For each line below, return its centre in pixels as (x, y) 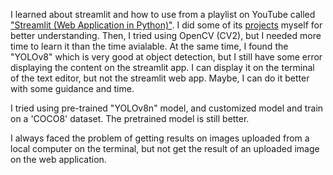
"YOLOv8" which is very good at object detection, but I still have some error (166, 57)
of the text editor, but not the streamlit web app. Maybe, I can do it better (160, 78)
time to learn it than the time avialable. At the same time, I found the (149, 46)
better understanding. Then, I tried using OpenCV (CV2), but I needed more (166, 35)
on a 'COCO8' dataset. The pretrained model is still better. (130, 118)
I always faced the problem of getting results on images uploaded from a (160, 138)
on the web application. (58, 159)
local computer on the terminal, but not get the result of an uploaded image (165, 148)
